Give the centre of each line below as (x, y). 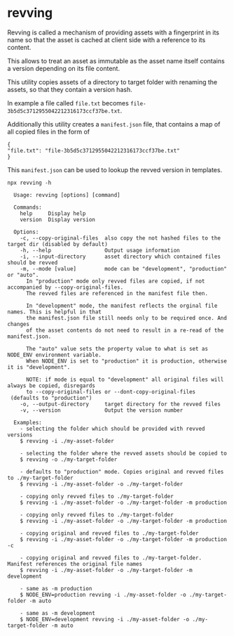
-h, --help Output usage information (100, 250)
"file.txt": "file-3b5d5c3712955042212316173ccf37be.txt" (94, 150)
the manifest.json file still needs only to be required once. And (126, 318)
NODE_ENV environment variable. (54, 355)
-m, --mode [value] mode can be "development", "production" (124, 268)
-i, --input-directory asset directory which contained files (120, 257)
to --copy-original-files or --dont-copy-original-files (111, 391)
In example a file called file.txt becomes (68, 103)
